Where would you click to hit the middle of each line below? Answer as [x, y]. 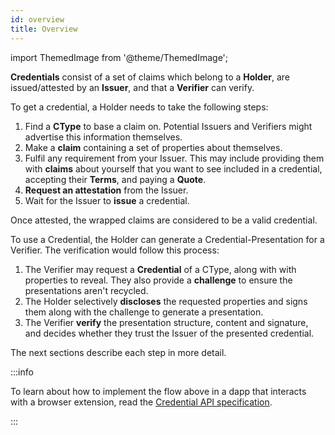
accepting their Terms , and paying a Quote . [115, 179]
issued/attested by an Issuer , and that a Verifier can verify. [132, 87]
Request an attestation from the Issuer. [106, 190]
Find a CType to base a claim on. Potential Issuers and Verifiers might [168, 126]
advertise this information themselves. [103, 137]
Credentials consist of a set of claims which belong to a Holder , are [150, 77]
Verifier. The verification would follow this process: [115, 250]
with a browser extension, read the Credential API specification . [141, 402]
